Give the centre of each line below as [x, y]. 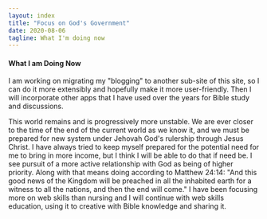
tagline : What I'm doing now [57, 38]
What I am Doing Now [45, 63]
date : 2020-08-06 [37, 30]
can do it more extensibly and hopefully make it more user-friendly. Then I [130, 89]
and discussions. [36, 106]
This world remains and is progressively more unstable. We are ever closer [131, 122]
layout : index [32, 16]
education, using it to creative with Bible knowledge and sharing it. [118, 206]
